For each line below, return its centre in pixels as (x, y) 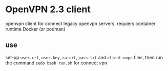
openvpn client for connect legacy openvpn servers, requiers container (80, 23)
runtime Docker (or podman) (35, 29)
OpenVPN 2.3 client (48, 9)
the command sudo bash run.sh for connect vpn (56, 63)
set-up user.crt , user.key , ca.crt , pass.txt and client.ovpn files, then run (84, 57)
